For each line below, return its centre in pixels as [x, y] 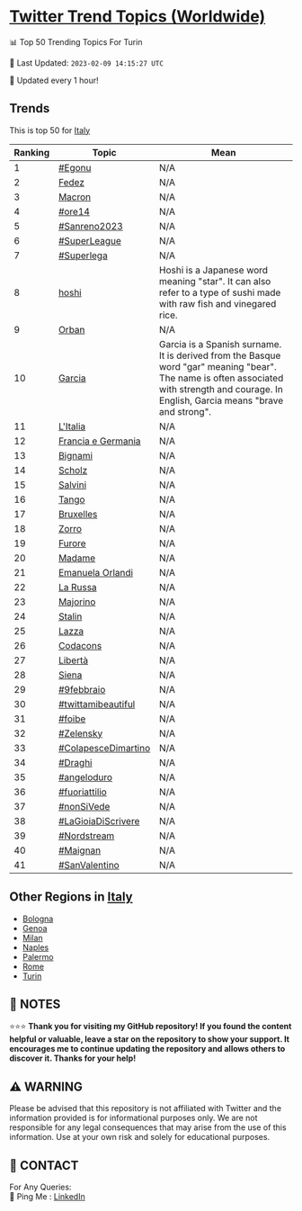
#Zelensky [80, 733]
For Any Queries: [40, 1187]
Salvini [72, 485]
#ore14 [74, 211]
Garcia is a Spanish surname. [220, 344]
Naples [36, 947]
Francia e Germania [99, 441]
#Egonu [75, 167]
